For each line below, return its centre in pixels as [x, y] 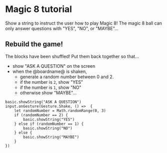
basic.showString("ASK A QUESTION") [43, 102]
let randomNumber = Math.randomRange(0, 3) [60, 111]
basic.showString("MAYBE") [51, 137]
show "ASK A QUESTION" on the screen [54, 66]
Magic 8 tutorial [39, 9]
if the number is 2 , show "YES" [51, 82]
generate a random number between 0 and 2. [67, 77]
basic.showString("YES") [49, 119]
